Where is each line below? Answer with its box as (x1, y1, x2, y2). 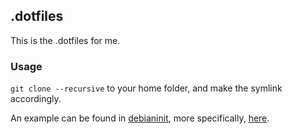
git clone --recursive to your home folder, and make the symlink (10, 82, 283, 94)
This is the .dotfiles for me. (10, 34, 121, 46)
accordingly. (10, 93, 62, 105)
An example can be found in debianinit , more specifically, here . (10, 112, 270, 124)
